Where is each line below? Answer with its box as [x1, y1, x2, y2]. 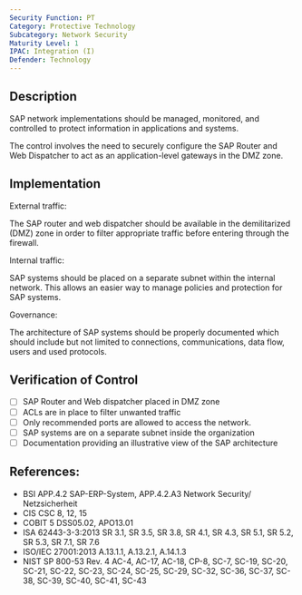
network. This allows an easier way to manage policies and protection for [9, 282, 283, 293]
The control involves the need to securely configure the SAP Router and [9, 140, 278, 151]
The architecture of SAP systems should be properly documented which [9, 327, 279, 337]
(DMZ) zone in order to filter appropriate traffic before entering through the [9, 228, 289, 239]
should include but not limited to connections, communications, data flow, [9, 337, 286, 347]
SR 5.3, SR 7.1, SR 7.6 [22, 536, 100, 547]
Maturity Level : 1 [9, 38, 79, 48]
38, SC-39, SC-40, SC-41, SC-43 [22, 575, 147, 586]
